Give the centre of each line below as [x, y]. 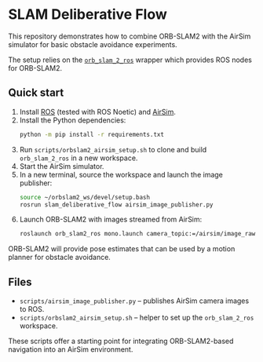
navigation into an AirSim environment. [71, 349]
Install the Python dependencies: [73, 120]
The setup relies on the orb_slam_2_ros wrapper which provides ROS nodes [130, 60]
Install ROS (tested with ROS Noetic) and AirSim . [98, 112]
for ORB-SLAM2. [35, 68]
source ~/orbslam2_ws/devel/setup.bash [85, 197]
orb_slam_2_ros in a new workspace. [79, 158]
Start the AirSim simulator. [62, 166]
